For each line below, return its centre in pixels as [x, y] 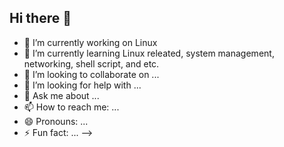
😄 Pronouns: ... [56, 121]
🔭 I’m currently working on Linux [90, 42]
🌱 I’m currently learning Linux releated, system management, [149, 53]
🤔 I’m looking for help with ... [82, 85]
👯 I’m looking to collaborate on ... [91, 74]
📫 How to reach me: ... [71, 107]
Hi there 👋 [40, 18]
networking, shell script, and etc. [91, 63]
